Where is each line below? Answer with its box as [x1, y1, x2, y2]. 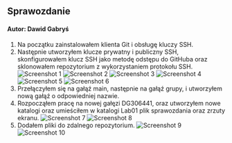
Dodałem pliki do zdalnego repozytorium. [17, 121, 135, 129]
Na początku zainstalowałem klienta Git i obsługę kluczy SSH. [17, 40, 194, 48]
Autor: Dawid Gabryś [7, 24, 69, 33]
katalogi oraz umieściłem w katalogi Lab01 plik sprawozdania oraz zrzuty [17, 106, 226, 115]
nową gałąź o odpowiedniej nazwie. [17, 91, 120, 99]
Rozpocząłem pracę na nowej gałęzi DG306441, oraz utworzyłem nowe [17, 99, 221, 107]
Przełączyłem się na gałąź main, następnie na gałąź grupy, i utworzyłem [17, 84, 223, 93]
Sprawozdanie [7, 6, 71, 17]
